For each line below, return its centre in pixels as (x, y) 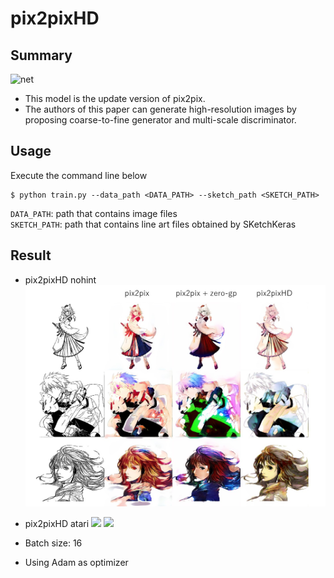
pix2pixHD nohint (60, 279)
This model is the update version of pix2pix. (115, 98)
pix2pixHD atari (57, 523)
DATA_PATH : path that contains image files (94, 213)
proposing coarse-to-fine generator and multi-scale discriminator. (160, 120)
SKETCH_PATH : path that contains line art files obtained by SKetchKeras (153, 224)
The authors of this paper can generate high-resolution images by (160, 109)
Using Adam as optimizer (76, 562)
